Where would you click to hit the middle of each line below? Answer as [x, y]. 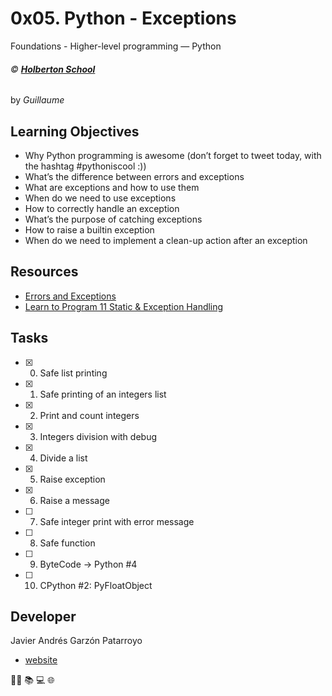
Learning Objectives [75, 131]
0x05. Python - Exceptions [123, 18]
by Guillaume [37, 100]
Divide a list [63, 458]
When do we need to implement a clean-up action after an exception [166, 240]
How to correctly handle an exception [102, 208]
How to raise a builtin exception [89, 229]
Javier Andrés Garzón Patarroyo [76, 641]
